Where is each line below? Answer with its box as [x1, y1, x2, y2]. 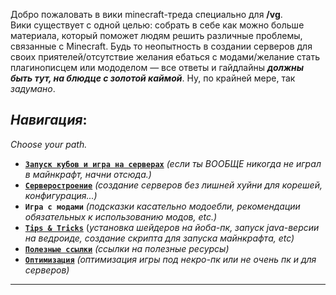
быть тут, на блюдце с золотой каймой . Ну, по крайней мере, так [10, 72, 296, 84]
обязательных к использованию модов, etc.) [24, 210, 218, 223]
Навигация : [10, 112, 88, 129]
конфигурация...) [24, 189, 98, 201]
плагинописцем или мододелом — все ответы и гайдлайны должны [10, 62, 305, 73]
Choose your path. [10, 138, 88, 150]
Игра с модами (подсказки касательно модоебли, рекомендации [24, 200, 301, 212]
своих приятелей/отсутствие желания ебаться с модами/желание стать [10, 51, 321, 63]
